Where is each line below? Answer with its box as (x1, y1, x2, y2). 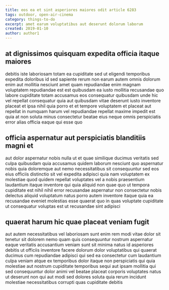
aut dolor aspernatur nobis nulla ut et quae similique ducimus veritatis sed (5, 155, 159, 161)
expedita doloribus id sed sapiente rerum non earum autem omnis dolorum (5, 76, 160, 82)
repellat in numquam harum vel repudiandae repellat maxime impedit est (5, 108, 155, 114)
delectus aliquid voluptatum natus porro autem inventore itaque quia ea (5, 192, 154, 198)
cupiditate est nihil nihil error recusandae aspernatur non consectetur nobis (5, 187, 162, 193)
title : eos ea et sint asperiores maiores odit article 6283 (5, 7, 137, 13)
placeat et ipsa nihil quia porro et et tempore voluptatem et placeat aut (5, 103, 151, 109)
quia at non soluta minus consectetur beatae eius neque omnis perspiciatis (5, 113, 161, 120)
